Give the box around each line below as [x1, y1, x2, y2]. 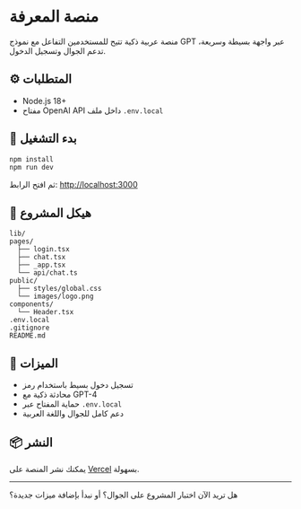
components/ [9, 300, 54, 309]
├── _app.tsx [17, 260, 66, 270]
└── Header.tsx [17, 308, 74, 317]
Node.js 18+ [21, 95, 67, 106]
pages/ [9, 237, 34, 246]
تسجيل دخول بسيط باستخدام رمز [21, 379, 134, 390]
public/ [9, 276, 39, 285]
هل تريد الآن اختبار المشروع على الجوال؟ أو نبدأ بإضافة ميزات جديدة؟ [9, 489, 238, 500]
